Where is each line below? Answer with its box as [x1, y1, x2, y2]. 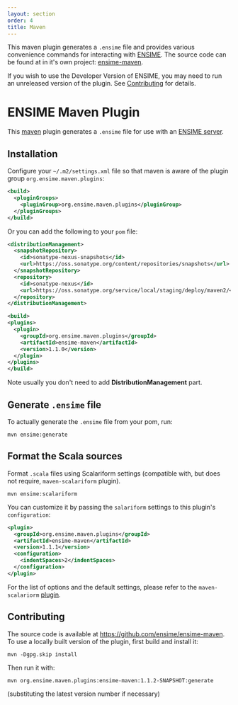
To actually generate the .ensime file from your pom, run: [7, 417, 173, 425]
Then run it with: [7, 663, 55, 672]
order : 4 [7, 17, 33, 24]
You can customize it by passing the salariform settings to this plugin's [7, 503, 216, 511]
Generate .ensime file [7, 399, 101, 411]
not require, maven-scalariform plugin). [7, 476, 121, 485]
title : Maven [7, 23, 46, 30]
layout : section [7, 10, 55, 18]
